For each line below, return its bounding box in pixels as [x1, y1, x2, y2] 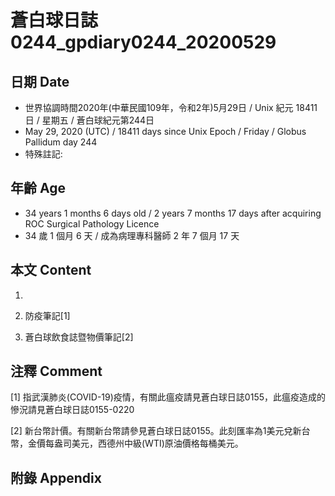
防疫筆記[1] [24, 309, 71, 321]
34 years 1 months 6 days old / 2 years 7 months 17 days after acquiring [24, 207, 322, 219]
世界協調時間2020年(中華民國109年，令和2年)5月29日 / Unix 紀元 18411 [24, 102, 318, 113]
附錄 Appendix [10, 469, 102, 486]
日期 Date [10, 73, 70, 90]
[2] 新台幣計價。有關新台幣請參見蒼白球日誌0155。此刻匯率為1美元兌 [10, 425, 293, 437]
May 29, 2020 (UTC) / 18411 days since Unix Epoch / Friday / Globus [24, 126, 307, 137]
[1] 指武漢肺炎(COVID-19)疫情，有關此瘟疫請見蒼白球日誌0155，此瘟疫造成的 [10, 391, 326, 403]
